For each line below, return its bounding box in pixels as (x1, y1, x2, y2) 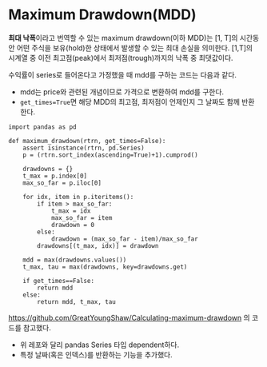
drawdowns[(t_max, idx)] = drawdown (37, 241, 159, 249)
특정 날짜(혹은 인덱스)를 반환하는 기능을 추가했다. (19, 349, 173, 359)
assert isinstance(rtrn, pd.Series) (22, 144, 145, 152)
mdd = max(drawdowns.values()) (22, 256, 127, 264)
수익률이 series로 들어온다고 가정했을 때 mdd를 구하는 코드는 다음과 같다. (8, 70, 237, 79)
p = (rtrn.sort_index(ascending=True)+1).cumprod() (22, 150, 198, 159)
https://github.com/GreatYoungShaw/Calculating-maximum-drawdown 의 (8, 313, 250, 322)
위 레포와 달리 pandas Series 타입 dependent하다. (19, 340, 180, 349)
